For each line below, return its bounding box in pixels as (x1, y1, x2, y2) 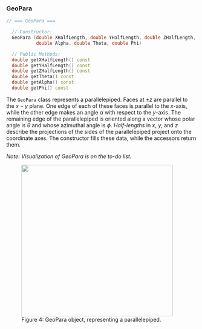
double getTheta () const (11, 74, 74, 80)
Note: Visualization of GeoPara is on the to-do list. (6, 153, 132, 160)
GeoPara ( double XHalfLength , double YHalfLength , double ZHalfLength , (11, 35, 197, 41)
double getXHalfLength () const (11, 56, 91, 63)
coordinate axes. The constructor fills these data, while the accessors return (6, 135, 197, 142)
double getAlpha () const (11, 79, 74, 85)
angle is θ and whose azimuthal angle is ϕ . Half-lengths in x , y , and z (6, 121, 178, 128)
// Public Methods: (11, 51, 61, 57)
